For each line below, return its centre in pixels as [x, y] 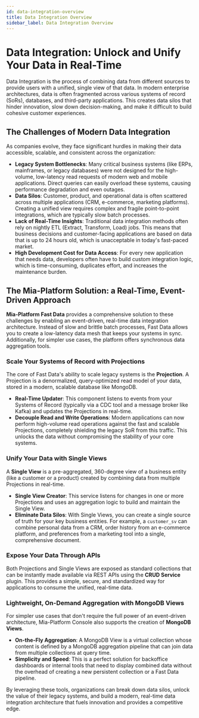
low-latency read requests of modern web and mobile [102, 177]
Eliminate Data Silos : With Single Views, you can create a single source [102, 515]
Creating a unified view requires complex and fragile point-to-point [97, 209]
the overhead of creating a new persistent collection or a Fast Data [97, 672]
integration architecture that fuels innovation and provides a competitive [95, 702]
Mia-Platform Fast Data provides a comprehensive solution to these [90, 314]
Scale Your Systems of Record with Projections [75, 361]
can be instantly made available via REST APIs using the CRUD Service [93, 575]
